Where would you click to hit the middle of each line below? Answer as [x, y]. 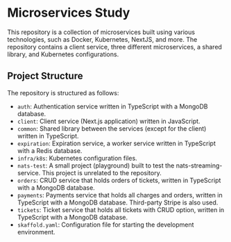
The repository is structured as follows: [63, 92]
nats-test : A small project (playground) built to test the [96, 166]
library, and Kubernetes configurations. [63, 54]
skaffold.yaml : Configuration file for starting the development [105, 225]
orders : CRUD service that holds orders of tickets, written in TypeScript [119, 180]
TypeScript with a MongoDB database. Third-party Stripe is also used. [118, 202]
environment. [36, 232]
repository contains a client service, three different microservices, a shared [114, 47]
